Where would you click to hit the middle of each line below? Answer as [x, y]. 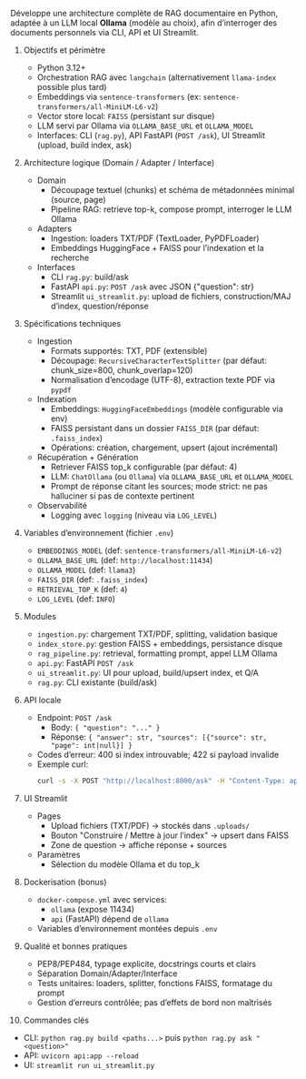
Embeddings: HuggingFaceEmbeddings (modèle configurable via [167, 409]
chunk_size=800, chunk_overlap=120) [122, 370]
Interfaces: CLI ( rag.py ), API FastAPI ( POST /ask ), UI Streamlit [151, 135]
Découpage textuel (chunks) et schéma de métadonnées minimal [173, 190]
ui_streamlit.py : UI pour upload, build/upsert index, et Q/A [148, 673]
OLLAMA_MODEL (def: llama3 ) [86, 570]
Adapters [54, 228]
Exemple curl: [63, 764]
